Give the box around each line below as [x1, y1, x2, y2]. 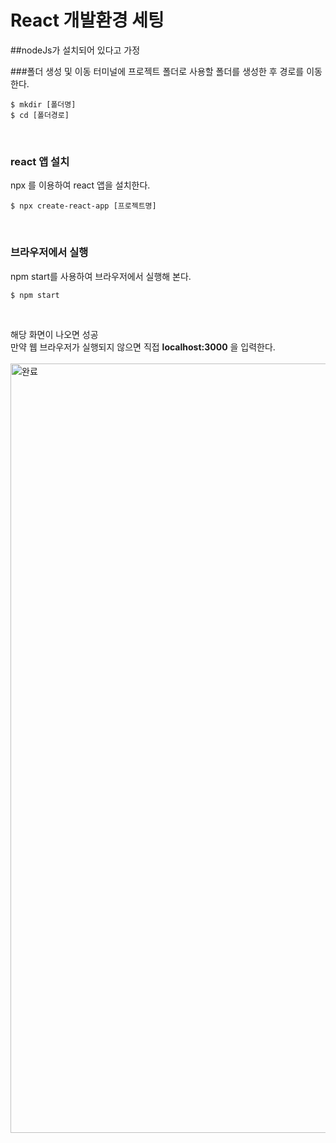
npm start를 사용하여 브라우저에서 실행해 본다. [10, 270, 192, 282]
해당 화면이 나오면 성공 [10, 328, 99, 340]
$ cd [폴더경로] [10, 110, 70, 120]
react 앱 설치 [10, 154, 70, 168]
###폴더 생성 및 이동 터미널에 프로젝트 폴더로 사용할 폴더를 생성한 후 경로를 [10, 65, 305, 77]
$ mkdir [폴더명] [10, 99, 77, 110]
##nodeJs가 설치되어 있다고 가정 [10, 44, 141, 56]
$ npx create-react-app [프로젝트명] [10, 201, 157, 211]
